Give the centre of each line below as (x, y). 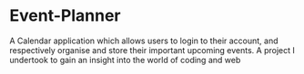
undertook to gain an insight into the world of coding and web (125, 60)
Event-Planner (65, 16)
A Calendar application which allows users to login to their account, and (144, 41)
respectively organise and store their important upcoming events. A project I (152, 50)
